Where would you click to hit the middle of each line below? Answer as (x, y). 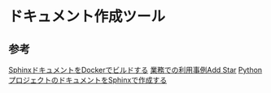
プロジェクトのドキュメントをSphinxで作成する (88, 80)
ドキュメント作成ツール (87, 17)
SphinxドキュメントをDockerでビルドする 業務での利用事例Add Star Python (135, 70)
